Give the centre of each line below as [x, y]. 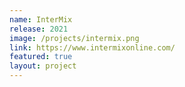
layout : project [43, 66]
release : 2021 [39, 29]
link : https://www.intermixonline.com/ [92, 47]
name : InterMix [41, 19]
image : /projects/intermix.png [74, 38]
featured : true [41, 57]
